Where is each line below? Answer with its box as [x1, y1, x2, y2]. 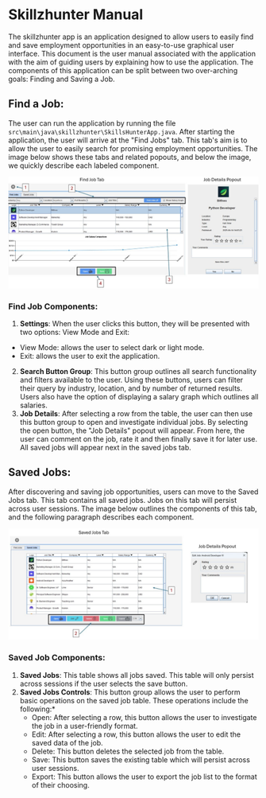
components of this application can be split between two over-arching [8, 65, 238, 75]
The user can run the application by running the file [8, 118, 176, 128]
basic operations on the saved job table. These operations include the [19, 695, 249, 705]
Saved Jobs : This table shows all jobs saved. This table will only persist [19, 670, 254, 679]
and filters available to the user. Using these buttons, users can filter [19, 375, 244, 384]
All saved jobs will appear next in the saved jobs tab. [19, 442, 192, 452]
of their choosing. [31, 780, 90, 789]
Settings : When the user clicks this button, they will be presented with [19, 318, 250, 328]
